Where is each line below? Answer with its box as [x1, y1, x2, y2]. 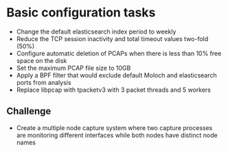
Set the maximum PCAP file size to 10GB [16, 64, 131, 72]
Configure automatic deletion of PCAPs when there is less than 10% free [16, 49, 222, 58]
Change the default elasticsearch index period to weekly [16, 27, 176, 36]
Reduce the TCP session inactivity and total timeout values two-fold [16, 34, 209, 42]
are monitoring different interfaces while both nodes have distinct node [16, 131, 218, 139]
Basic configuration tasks [6, 5, 156, 21]
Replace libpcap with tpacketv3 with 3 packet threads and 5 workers [16, 86, 211, 94]
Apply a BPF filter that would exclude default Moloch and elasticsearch [16, 71, 217, 79]
